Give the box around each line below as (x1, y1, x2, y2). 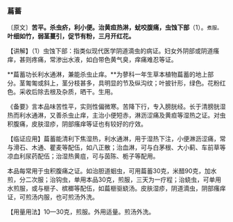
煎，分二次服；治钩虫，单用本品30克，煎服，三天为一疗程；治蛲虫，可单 (7, 175, 216, 184)
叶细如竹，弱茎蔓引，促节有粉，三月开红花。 (7, 32, 135, 40)
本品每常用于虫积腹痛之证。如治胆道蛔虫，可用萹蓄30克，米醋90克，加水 (7, 167, 217, 175)
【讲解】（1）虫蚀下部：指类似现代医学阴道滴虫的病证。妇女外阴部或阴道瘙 (7, 47, 220, 55)
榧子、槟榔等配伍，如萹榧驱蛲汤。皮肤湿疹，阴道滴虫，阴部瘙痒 (43, 184, 226, 193)
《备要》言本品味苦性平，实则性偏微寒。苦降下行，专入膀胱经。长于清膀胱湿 (7, 102, 226, 111)
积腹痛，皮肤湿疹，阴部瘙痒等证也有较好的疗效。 (7, 120, 147, 128)
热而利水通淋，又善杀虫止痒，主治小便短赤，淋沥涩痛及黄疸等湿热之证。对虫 (7, 111, 226, 120)
